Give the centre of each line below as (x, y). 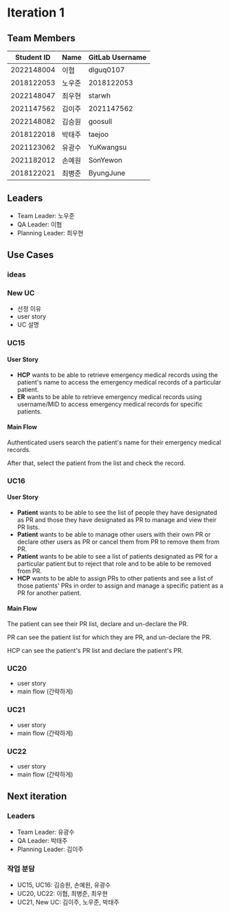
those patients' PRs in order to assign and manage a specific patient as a (120, 586)
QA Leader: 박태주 (42, 840)
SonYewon (105, 160)
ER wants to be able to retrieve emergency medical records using (110, 396)
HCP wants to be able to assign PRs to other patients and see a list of (115, 578)
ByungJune (107, 173)
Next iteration (37, 796)
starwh (100, 96)
